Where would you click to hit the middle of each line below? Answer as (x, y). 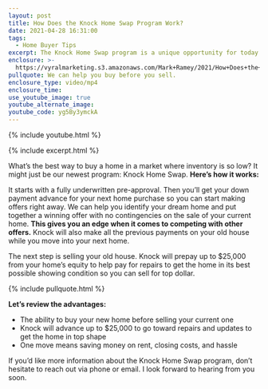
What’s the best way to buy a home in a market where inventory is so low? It (133, 166)
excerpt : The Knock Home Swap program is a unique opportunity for (123, 53)
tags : (17, 38)
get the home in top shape (63, 337)
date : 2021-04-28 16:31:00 (53, 30)
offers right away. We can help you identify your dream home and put (122, 207)
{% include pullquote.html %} (57, 289)
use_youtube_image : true (49, 97)
